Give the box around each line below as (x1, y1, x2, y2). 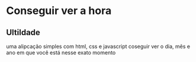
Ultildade (6, 27, 40, 37)
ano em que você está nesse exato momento (6, 49, 116, 56)
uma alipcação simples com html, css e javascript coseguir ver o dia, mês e (6, 43, 191, 50)
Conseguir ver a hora (6, 4, 112, 18)
